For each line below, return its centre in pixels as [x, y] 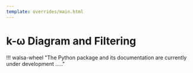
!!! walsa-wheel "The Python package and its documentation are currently [96, 58]
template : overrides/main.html [45, 12]
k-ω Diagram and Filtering [71, 41]
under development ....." [36, 64]
